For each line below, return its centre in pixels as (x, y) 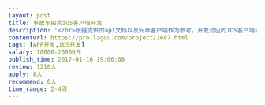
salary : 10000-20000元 (45, 52)
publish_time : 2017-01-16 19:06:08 (67, 60)
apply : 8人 (26, 74)
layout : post (30, 15)
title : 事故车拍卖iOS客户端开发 (55, 23)
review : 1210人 (32, 67)
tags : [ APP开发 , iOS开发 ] (47, 45)
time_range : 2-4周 (38, 89)
